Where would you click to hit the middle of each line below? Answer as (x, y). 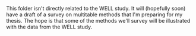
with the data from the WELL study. (49, 27)
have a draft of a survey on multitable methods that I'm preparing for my (94, 15)
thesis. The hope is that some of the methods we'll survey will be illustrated (98, 21)
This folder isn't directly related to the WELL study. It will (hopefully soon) (96, 8)
